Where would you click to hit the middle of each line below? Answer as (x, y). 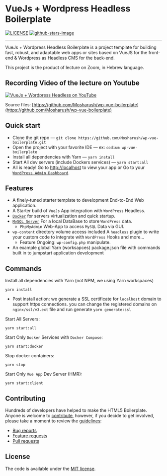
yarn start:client (24, 383)
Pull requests (26, 441)
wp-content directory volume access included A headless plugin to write (85, 232)
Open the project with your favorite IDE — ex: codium (66, 147)
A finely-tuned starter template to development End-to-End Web (78, 200)
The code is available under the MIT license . (50, 469)
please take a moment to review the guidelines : (53, 421)
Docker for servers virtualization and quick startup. (64, 216)
